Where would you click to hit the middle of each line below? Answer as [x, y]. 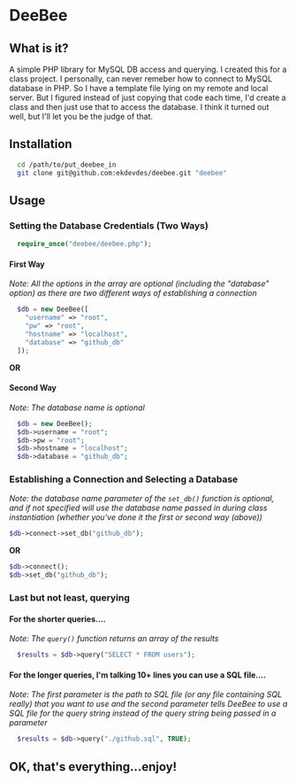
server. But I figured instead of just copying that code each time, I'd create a [148, 97]
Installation [41, 144]
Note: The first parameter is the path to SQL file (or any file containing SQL [146, 694]
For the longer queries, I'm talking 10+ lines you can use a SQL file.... [138, 675]
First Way [27, 264]
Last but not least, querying [70, 597]
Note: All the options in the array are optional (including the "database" [139, 283]
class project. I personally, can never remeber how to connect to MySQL [140, 79]
